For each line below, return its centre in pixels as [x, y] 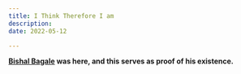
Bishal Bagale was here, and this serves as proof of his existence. [121, 61]
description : [30, 24]
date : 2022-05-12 [38, 31]
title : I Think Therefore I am [61, 16]
